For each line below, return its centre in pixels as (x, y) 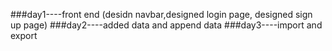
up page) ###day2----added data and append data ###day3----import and (166, 25)
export (24, 35)
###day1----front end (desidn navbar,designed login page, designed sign (161, 14)
